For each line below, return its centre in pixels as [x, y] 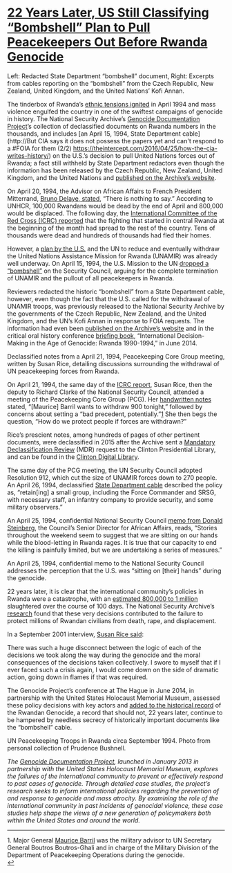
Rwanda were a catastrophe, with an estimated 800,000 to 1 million [103, 598]
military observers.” [35, 507]
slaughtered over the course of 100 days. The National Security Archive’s [111, 606]
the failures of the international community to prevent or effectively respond [115, 776]
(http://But [22, 141]
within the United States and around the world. [74, 820]
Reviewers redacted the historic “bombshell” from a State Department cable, [116, 291]
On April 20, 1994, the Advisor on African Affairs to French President [104, 191]
